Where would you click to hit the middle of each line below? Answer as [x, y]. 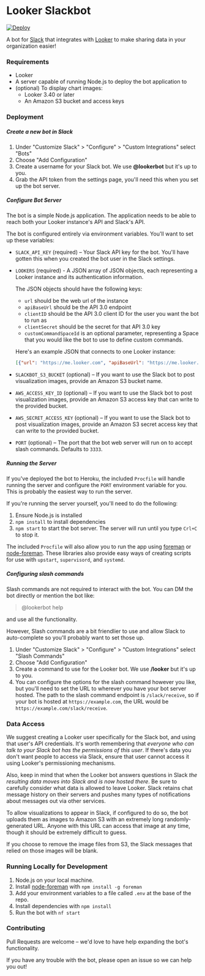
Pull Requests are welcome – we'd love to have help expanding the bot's [97, 941]
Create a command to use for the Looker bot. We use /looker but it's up [105, 669]
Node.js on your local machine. [54, 880]
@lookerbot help [42, 607]
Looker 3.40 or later [49, 95]
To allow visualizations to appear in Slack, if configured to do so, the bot [97, 813]
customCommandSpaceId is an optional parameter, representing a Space [111, 333]
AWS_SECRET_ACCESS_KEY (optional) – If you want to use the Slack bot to [103, 417]
